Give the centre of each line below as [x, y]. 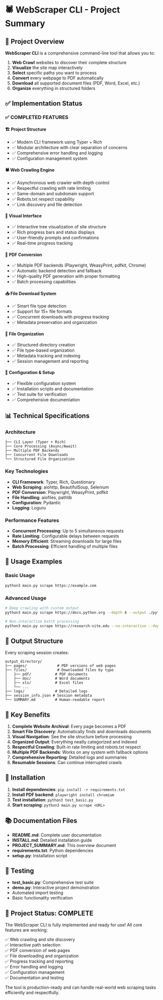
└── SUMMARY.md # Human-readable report [55, 700]
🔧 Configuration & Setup [30, 373]
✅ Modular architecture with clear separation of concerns [70, 147]
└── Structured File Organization [40, 459]
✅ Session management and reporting [50, 361]
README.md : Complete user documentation [57, 835]
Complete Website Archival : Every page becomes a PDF [69, 726]
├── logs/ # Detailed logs [47, 691]
